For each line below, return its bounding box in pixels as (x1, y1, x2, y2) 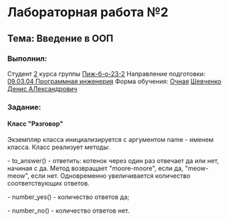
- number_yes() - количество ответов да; (7, 193, 129, 201)
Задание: (7, 102, 41, 112)
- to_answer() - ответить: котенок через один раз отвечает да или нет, (7, 157, 219, 165)
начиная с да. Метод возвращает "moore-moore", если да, (7, 164, 184, 172)
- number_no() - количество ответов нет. (7, 206, 130, 215)
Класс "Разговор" (7, 119, 64, 128)
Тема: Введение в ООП (7, 32, 114, 44)
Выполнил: (7, 54, 47, 64)
